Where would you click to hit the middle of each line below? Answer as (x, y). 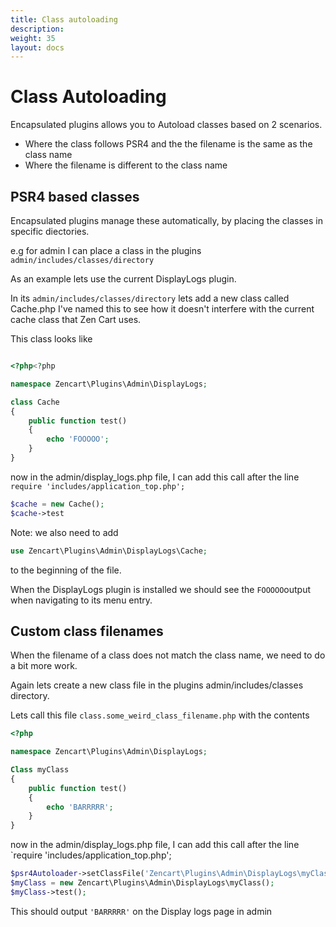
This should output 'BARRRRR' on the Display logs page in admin (141, 911)
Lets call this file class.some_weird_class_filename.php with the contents (160, 715)
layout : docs (37, 47)
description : (37, 29)
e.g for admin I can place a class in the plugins (106, 250)
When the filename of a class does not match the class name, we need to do (168, 655)
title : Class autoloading (64, 19)
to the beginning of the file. (66, 570)
